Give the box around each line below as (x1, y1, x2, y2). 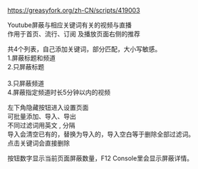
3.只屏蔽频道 (7, 79, 45, 88)
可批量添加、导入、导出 (7, 112, 76, 121)
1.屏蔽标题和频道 (7, 53, 56, 62)
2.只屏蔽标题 (7, 63, 45, 71)
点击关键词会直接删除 (7, 139, 70, 147)
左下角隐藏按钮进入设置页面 (7, 103, 89, 111)
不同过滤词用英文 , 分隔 (7, 121, 75, 129)
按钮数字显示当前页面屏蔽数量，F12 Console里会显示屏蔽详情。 (7, 154, 194, 163)
